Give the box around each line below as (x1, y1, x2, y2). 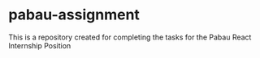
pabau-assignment (8, 6, 141, 24)
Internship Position (8, 40, 71, 50)
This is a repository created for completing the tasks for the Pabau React (8, 32, 252, 42)
